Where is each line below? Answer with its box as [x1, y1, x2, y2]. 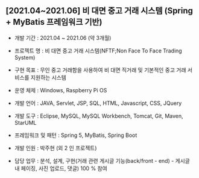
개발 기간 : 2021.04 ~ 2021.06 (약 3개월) [14, 34, 112, 41]
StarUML [14, 119, 37, 126]
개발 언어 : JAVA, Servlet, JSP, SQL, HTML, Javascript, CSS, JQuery [14, 99, 182, 107]
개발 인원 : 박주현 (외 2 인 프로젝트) [14, 144, 97, 151]
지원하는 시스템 [30, 74, 67, 81]
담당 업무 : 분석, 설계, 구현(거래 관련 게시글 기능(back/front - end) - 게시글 [14, 157, 191, 164]
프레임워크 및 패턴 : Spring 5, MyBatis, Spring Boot [14, 132, 137, 139]
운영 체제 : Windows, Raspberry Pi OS [14, 86, 107, 94]
